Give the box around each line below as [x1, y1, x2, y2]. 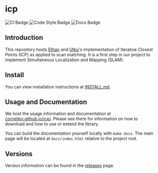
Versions [5, 150, 33, 158]
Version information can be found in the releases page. [5, 163, 115, 169]
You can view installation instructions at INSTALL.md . [5, 84, 111, 89]
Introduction [5, 34, 43, 42]
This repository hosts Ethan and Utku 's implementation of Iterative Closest [5, 46, 153, 52]
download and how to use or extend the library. [5, 121, 99, 127]
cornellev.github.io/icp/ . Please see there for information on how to [5, 116, 138, 122]
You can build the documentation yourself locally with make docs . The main [5, 130, 154, 137]
